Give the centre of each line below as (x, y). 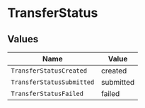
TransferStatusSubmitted (53, 82)
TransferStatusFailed (47, 94)
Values (23, 39)
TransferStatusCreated (49, 71)
